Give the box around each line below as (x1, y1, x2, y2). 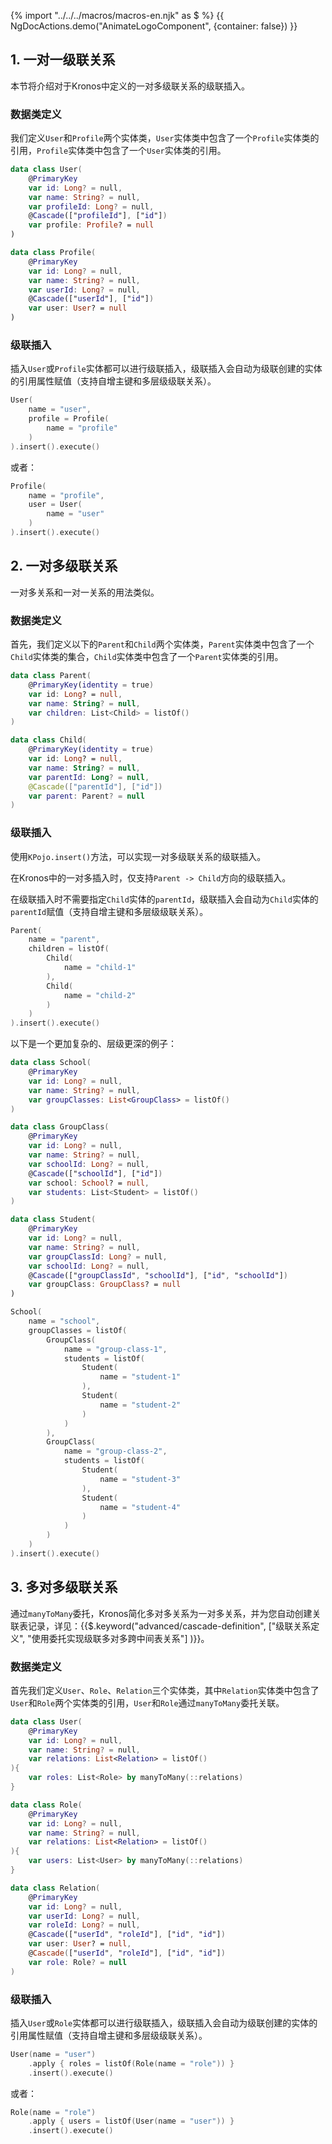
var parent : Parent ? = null (28, 791, 145, 801)
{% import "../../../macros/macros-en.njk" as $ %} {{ (10, 10, 225, 21)
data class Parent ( (10, 671, 92, 681)
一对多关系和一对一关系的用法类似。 (10, 586, 160, 598)
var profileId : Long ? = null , (28, 201, 155, 212)
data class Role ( (10, 1800, 83, 1810)
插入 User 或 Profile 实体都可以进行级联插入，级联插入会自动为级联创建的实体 (10, 363, 323, 375)
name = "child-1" (63, 963, 137, 973)
